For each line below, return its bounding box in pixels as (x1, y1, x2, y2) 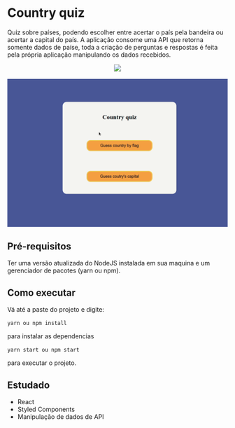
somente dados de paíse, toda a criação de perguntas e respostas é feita (7, 43, 218, 51)
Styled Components (17, 405, 76, 414)
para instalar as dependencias (7, 332, 94, 340)
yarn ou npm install (7, 320, 68, 327)
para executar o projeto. (7, 359, 77, 367)
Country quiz (7, 5, 85, 21)
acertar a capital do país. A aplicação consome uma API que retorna (7, 35, 204, 43)
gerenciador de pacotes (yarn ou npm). (7, 266, 121, 275)
